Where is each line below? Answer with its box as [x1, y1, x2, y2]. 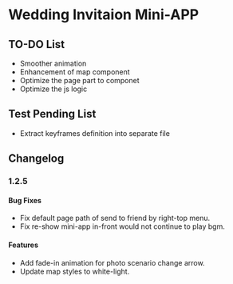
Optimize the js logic [19, 84, 88, 94]
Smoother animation [19, 58, 87, 68]
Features [8, 240, 38, 250]
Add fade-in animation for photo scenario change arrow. [19, 258, 205, 267]
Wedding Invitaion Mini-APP [8, 6, 199, 24]
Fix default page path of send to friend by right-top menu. [19, 214, 211, 223]
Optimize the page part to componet [19, 76, 140, 85]
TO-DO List [8, 38, 65, 51]
